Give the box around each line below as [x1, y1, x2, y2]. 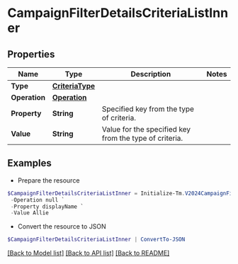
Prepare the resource [17, 176, 80, 185]
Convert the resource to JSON [17, 222, 106, 231]
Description [130, 69, 171, 79]
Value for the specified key [101, 125, 191, 134]
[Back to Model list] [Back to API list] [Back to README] [7, 249, 170, 258]
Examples [7, 157, 52, 169]
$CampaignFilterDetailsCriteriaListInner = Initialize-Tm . [7, 190, 186, 197]
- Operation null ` [10, 196, 65, 203]
